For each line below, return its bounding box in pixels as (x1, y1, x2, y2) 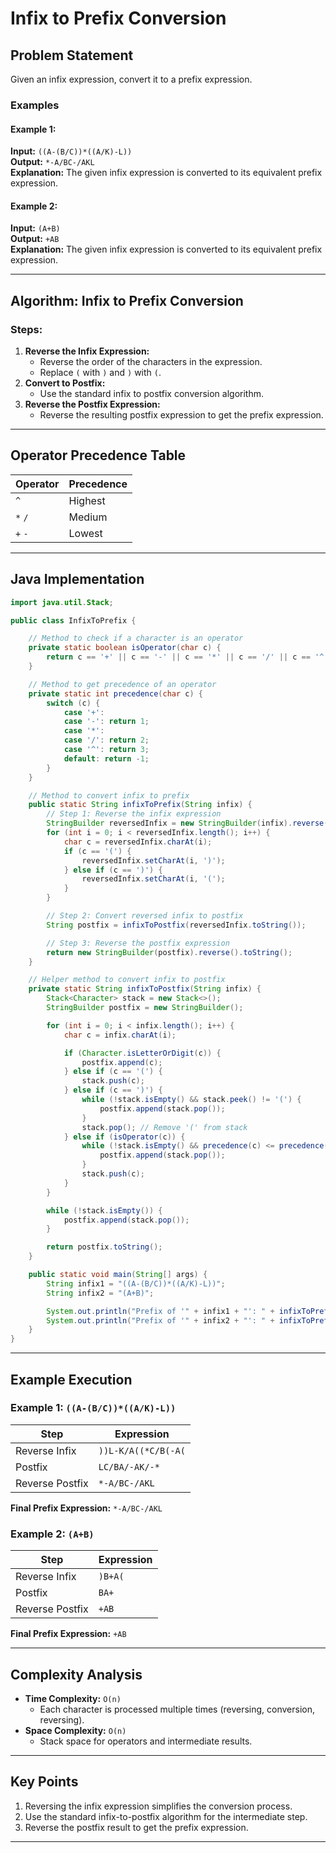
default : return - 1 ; (63, 753, 150, 764)
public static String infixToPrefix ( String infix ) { (28, 800, 253, 810)
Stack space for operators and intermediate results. (39, 1735, 253, 1747)
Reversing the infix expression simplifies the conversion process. (24, 1800, 293, 1812)
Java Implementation (10, 571, 145, 588)
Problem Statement (10, 47, 134, 64)
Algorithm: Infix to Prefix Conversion (10, 292, 244, 309)
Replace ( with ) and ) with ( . (39, 367, 162, 379)
